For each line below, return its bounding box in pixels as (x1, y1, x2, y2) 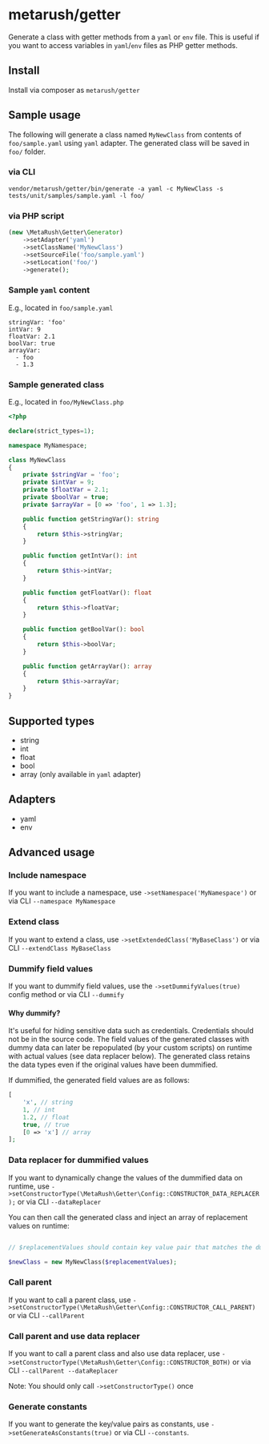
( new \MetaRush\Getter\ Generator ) (8, 228, 124, 237)
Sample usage (8, 108, 82, 122)
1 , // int (22, 1105, 56, 1114)
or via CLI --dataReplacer (17, 1197, 102, 1206)
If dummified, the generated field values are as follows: (8, 1076, 190, 1085)
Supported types (8, 714, 94, 728)
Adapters (8, 793, 56, 806)
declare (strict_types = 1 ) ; (8, 427, 94, 435)
